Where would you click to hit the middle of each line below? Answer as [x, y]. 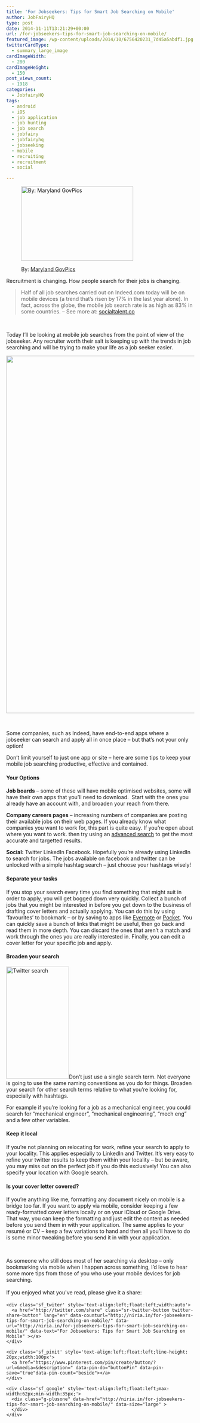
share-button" [24, 1316]
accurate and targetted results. [44, 840]
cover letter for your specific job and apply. [59, 943]
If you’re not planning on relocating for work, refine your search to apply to [98, 1147]
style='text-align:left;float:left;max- [119, 1389]
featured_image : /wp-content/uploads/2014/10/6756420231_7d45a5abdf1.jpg [100, 39]
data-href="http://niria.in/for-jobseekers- [129, 1399]
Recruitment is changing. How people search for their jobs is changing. [93, 281]
